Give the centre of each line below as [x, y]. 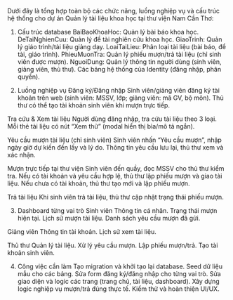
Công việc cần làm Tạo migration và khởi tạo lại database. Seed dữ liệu [120, 266]
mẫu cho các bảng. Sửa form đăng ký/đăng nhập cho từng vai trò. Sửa [119, 274]
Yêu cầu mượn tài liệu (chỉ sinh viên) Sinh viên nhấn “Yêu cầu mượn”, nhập [115, 140]
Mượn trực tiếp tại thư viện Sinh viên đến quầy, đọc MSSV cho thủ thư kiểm [116, 168]
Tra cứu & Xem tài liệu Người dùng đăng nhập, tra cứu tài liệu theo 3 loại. [112, 119]
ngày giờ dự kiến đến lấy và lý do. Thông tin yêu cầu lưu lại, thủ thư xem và [115, 147]
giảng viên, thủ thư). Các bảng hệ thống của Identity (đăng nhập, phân [119, 69]
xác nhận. [22, 155]
